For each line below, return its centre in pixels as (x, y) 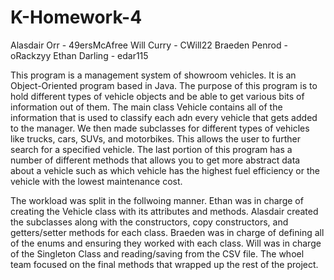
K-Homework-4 (76, 17)
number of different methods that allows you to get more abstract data (155, 160)
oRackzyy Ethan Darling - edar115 (79, 55)
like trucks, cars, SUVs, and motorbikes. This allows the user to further (155, 138)
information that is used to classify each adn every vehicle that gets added (164, 117)
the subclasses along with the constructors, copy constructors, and (149, 222)
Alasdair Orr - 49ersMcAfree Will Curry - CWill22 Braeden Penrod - (149, 45)
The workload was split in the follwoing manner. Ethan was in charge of (157, 200)
